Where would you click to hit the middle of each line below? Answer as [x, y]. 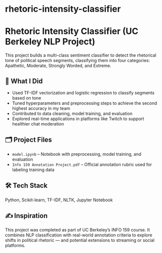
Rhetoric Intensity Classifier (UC [72, 32]
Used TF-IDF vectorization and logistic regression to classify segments [83, 93]
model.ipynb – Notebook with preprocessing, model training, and [77, 154]
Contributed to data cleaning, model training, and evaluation [72, 113]
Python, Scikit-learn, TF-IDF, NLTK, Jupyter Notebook [59, 200]
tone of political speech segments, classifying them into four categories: [77, 61]
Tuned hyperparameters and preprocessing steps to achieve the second [84, 103]
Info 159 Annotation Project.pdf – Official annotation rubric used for [82, 164]
